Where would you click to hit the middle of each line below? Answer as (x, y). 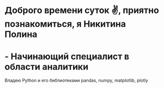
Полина (21, 34)
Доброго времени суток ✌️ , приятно (82, 10)
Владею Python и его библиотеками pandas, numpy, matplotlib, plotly (76, 80)
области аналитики (47, 67)
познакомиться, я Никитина (65, 24)
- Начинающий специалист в (67, 57)
